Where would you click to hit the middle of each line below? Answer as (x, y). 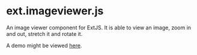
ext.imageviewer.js (55, 11)
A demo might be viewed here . (44, 45)
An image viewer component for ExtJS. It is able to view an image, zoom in (98, 27)
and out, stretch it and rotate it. (44, 33)
